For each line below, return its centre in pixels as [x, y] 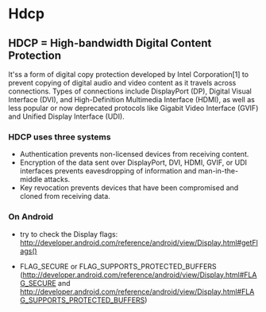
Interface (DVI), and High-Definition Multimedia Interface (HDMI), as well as [132, 99]
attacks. [57, 180]
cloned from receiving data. [65, 196]
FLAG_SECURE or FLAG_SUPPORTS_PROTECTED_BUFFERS [118, 266]
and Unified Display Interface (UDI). [66, 116]
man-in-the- [218, 171]
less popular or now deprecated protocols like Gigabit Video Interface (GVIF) [133, 108]
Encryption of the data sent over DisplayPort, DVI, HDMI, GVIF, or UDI [133, 162]
